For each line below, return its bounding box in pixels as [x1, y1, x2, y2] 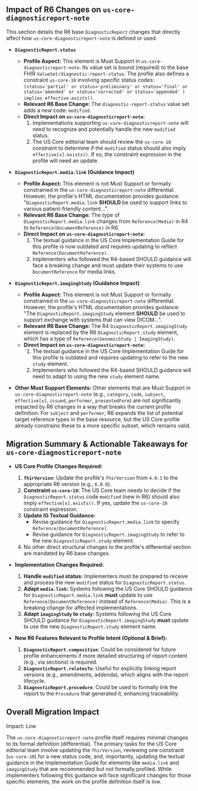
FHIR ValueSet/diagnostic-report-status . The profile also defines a [23, 70, 189, 77]
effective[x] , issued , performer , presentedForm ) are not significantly [14, 397, 181, 404]
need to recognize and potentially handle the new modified [32, 126, 176, 133]
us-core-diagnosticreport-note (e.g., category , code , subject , [14, 390, 165, 397]
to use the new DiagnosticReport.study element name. [23, 623, 157, 630]
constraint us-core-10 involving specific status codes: [23, 76, 155, 83]
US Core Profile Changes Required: [14, 462, 103, 470]
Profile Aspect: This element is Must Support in [23, 57, 140, 65]
